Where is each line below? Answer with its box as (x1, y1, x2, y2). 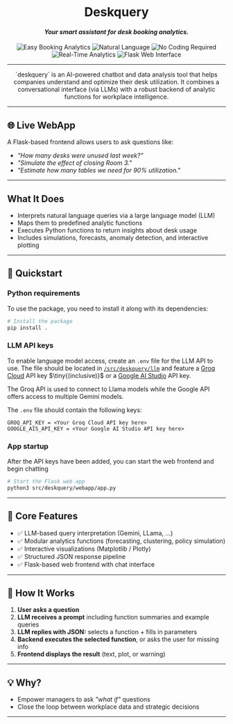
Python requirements (7, 288, 80, 298)
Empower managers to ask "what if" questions (17, 695, 150, 704)
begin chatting (7, 464, 49, 473)
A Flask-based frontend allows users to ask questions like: (7, 138, 174, 146)
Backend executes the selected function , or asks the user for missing (17, 635, 220, 644)
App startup (7, 441, 49, 451)
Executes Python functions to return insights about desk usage (17, 226, 198, 235)
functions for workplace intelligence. (64, 93, 169, 101)
